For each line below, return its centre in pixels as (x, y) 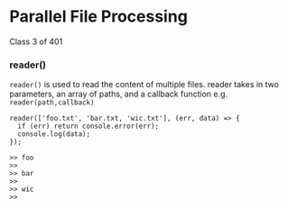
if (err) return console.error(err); (88, 127)
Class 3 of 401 (36, 41)
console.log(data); (54, 134)
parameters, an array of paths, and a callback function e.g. (119, 94)
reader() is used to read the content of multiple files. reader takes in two (144, 85)
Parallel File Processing (98, 17)
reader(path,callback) (52, 103)
